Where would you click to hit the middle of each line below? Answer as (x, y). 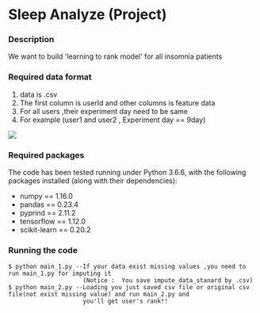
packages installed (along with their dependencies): (93, 181)
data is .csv (38, 94)
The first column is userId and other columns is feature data (117, 103)
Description (31, 40)
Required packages (46, 155)
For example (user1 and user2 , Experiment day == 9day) (113, 120)
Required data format (50, 77)
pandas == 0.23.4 (49, 204)
